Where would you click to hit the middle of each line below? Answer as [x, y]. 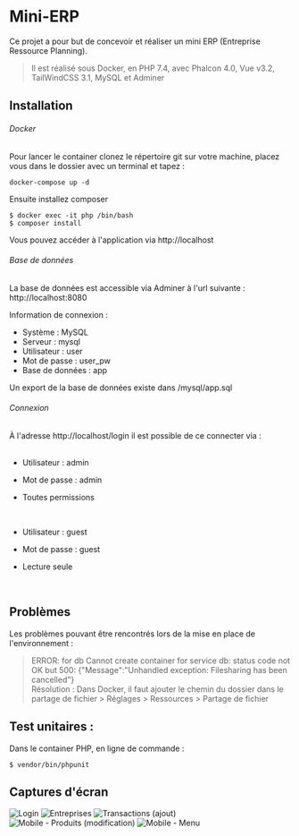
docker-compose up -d [50, 182]
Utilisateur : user [52, 351]
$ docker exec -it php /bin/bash [71, 215]
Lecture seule [47, 567]
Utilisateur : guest [54, 532]
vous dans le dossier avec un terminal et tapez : [97, 166]
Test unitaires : [52, 727]
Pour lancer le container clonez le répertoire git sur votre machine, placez [145, 156]
